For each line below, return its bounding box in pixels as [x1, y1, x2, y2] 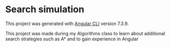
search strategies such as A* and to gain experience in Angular [5, 36, 139, 42]
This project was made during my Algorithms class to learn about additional [5, 30, 165, 36]
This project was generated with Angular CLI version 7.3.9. [5, 20, 129, 27]
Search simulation [5, 4, 85, 15]
